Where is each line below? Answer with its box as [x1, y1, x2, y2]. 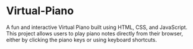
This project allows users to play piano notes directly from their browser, [6, 30, 183, 37]
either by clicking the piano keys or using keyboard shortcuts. [6, 36, 157, 43]
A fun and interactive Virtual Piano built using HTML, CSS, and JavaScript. [6, 24, 188, 31]
